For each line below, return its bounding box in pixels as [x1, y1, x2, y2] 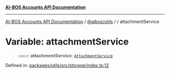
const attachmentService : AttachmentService [17, 52, 113, 58]
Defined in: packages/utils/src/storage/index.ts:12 [5, 62, 109, 68]
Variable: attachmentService [5, 36, 129, 47]
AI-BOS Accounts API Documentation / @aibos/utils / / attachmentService [5, 18, 159, 24]
